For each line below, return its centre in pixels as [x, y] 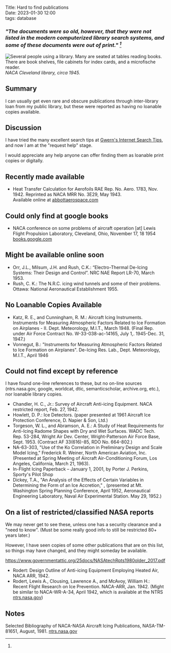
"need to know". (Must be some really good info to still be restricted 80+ [81, 530]
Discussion [23, 128]
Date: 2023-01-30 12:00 [31, 13]
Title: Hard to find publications [37, 7]
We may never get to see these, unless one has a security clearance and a [83, 525]
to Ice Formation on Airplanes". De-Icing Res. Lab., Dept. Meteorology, [86, 350]
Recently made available [45, 177]
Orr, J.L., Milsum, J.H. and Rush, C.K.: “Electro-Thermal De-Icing [80, 267]
